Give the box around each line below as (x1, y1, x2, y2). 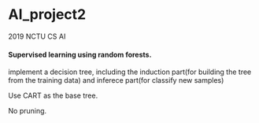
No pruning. (8, 106, 47, 116)
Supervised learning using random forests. (8, 50, 152, 59)
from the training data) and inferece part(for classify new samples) (8, 76, 224, 85)
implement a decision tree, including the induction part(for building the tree (8, 67, 252, 76)
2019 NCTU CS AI (8, 32, 66, 41)
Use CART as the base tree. (8, 91, 98, 100)
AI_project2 (8, 6, 87, 24)
